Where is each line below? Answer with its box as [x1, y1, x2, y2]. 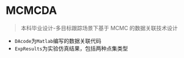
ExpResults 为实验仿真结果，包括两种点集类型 [14, 45, 128, 52]
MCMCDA [6, 4, 57, 18]
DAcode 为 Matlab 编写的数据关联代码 [14, 37, 101, 44]
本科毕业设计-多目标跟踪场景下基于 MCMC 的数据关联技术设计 [20, 24, 178, 31]
